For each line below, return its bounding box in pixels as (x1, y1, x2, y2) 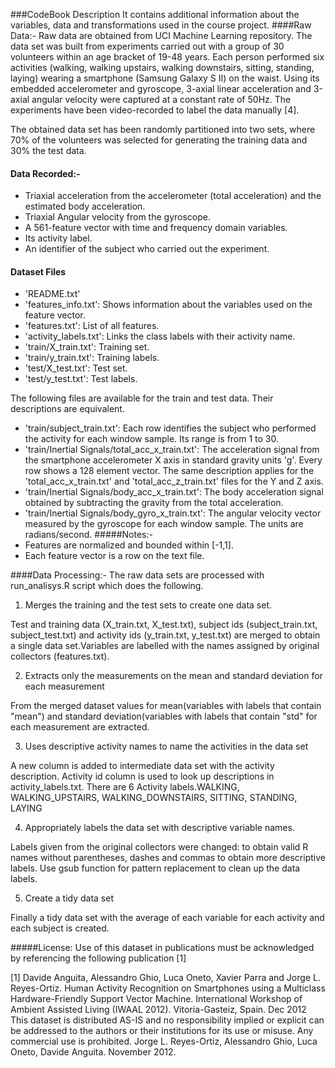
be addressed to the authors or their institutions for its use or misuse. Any (10, 1025, 314, 1037)
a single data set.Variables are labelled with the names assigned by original (10, 640, 320, 652)
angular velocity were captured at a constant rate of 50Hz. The (31, 94, 292, 105)
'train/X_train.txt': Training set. (24, 341, 150, 353)
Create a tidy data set (24, 892, 114, 904)
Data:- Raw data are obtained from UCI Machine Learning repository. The (10, 30, 313, 41)
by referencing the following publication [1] (10, 952, 187, 964)
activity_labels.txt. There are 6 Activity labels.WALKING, (10, 781, 240, 793)
